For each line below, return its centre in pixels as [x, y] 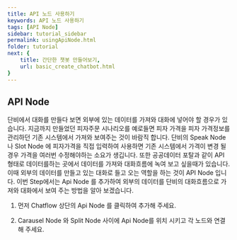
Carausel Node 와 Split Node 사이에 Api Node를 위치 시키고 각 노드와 [115, 221]
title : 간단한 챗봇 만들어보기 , [60, 60]
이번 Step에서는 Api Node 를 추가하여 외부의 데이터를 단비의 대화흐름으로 [118, 182]
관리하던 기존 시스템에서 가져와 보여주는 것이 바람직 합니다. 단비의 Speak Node [117, 137]
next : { [19, 54]
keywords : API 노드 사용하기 [46, 21]
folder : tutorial [33, 47]
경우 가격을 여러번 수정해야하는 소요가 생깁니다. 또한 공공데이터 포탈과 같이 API [116, 155]
